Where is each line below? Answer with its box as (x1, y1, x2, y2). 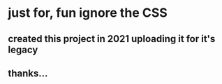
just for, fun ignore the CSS (8, 5, 168, 21)
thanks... (8, 67, 48, 79)
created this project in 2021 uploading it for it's (8, 33, 216, 45)
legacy (8, 43, 38, 55)
